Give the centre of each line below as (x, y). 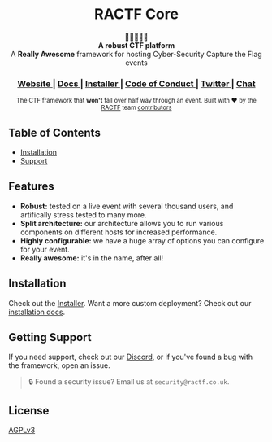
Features (31, 187)
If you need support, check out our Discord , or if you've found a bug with (131, 357)
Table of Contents (55, 132)
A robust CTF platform (136, 45)
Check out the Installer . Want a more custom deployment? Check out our (130, 303)
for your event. (45, 249)
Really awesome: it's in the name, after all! (92, 258)
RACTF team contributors (136, 108)
